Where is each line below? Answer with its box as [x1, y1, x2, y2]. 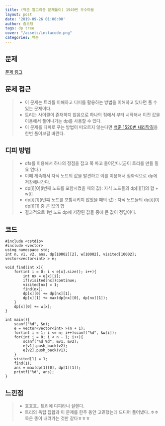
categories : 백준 [5, 35, 39, 40]
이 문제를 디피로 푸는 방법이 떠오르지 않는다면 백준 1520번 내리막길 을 [24, 124, 158, 130]
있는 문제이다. [24, 105, 52, 111]
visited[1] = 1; [14, 357, 48, 362]
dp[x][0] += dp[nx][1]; [23, 291, 72, 296]
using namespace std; [5, 248, 50, 253]
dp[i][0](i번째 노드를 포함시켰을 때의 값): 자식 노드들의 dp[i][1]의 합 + [24, 185, 159, 191]
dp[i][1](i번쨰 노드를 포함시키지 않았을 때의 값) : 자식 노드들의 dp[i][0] [24, 197, 160, 203]
